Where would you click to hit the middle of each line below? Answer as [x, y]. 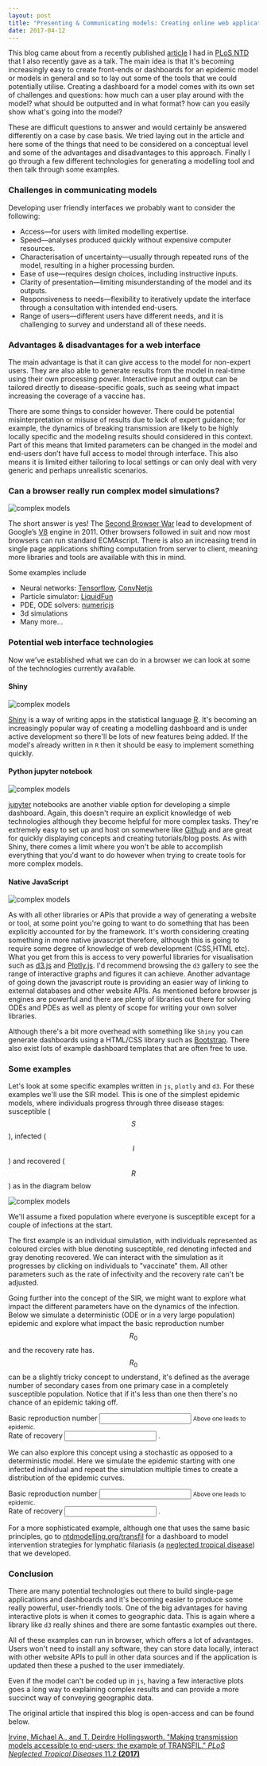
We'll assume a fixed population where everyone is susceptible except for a [132, 1217]
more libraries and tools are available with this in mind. [97, 558]
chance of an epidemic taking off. [63, 1402]
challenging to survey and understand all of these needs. [113, 324]
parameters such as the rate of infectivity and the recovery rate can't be [126, 1274]
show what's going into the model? [66, 112]
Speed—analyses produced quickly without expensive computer [126, 240]
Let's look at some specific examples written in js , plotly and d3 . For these [131, 1086]
